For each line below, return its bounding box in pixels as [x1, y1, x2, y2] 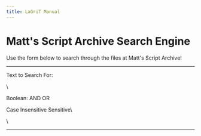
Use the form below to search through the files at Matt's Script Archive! [6, 54, 182, 61]
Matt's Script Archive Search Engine [6, 34, 190, 48]
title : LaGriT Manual [6, 8, 60, 15]
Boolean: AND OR [6, 94, 50, 101]
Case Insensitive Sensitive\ [6, 106, 73, 113]
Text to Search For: [6, 71, 53, 78]
